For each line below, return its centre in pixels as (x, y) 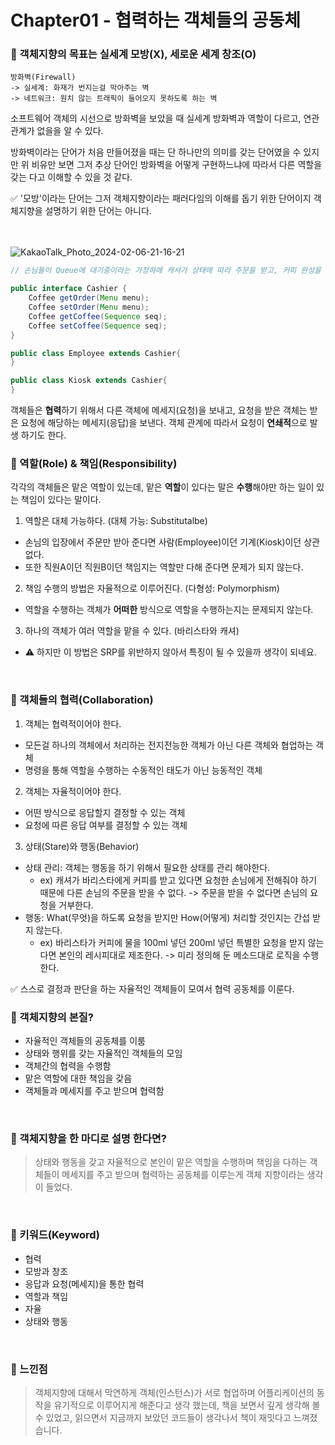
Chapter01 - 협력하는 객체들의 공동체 (156, 20)
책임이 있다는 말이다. (61, 500)
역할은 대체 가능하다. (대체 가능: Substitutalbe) (116, 521)
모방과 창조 (46, 1271)
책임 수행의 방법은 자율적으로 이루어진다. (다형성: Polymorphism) (152, 588)
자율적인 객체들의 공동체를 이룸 (85, 1040)
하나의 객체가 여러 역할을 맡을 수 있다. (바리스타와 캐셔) (132, 631)
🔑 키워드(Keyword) (55, 1235)
